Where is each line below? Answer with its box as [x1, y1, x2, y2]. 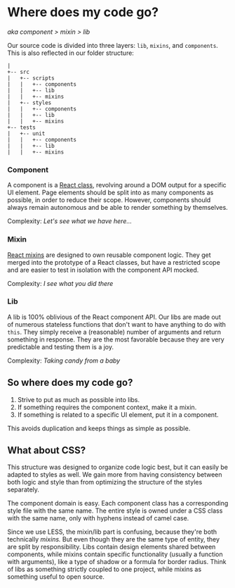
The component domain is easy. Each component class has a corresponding [7, 499, 229, 508]
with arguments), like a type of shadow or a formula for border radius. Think [7, 558, 227, 566]
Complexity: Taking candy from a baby [7, 356, 121, 365]
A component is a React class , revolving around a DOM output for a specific [7, 181, 227, 189]
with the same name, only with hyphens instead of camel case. [7, 514, 189, 523]
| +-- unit [7, 130, 46, 137]
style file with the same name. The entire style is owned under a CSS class [7, 506, 223, 515]
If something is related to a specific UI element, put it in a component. [17, 410, 219, 419]
